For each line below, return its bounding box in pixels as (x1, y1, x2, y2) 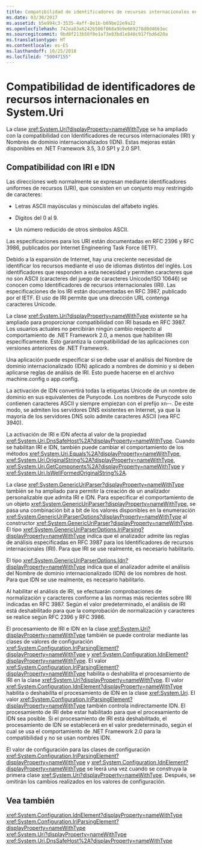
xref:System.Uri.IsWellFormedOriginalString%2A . (6, 469, 127, 477)
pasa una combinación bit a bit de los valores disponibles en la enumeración (6, 506, 195, 514)
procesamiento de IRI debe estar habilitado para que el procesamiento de (6, 709, 188, 716)
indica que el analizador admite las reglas (87, 532, 189, 540)
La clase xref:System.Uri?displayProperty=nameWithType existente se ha (6, 312, 188, 320)
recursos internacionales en (6, 92, 150, 106)
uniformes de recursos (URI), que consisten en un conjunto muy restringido (6, 185, 194, 192)
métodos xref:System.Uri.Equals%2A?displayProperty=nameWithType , (6, 450, 182, 458)
